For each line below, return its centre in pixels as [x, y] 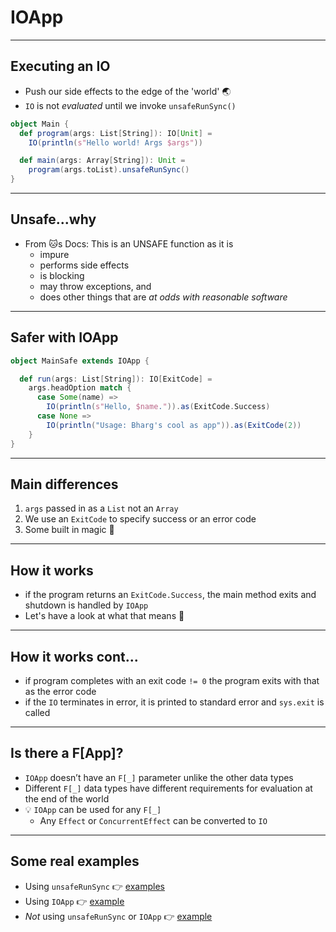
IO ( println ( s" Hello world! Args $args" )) [115, 142]
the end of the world [67, 798]
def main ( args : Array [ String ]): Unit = [102, 161]
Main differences [64, 484]
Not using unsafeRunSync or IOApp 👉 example [118, 916]
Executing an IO [60, 66]
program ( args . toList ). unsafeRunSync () [109, 170]
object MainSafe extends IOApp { [80, 361]
